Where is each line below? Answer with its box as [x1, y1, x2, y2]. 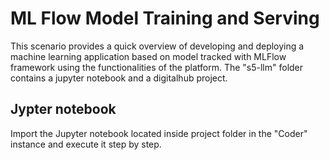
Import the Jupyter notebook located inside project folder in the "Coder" [10, 127, 308, 139]
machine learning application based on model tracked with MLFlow [10, 50, 287, 62]
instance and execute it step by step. [10, 138, 162, 150]
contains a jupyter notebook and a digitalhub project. [10, 72, 228, 84]
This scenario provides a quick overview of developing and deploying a [10, 40, 305, 52]
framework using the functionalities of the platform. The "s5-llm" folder [10, 61, 304, 73]
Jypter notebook [10, 101, 117, 118]
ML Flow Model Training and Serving [10, 7, 320, 30]
